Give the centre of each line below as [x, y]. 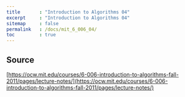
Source [21, 60]
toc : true [31, 35]
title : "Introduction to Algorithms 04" [68, 12]
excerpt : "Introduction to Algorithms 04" [68, 18]
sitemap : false [33, 23]
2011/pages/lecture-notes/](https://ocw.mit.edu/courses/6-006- [87, 81]
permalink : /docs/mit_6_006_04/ [52, 29]
